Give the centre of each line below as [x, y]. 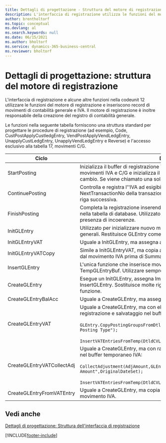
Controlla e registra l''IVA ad [112, 187]
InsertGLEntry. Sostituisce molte [117, 285]
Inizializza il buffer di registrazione [120, 167]
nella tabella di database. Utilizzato [120, 214]
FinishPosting [23, 214]
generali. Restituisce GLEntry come [121, 234]
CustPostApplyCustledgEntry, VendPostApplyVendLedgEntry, [68, 136]
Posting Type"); [99, 330]
